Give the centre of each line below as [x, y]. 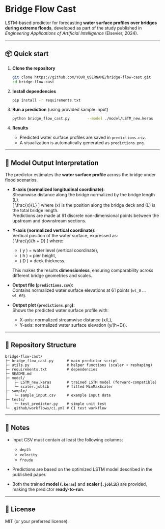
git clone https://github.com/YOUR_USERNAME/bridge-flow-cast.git [82, 77]
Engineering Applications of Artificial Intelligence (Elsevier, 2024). [72, 33]
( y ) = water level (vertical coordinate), [59, 250]
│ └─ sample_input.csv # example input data [58, 395]
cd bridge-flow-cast [33, 82]
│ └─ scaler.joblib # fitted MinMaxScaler [59, 387]
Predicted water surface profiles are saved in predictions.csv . [83, 138]
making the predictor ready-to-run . [48, 489]
